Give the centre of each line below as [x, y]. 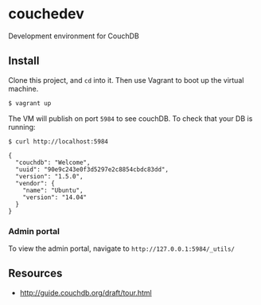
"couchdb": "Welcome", [53, 162]
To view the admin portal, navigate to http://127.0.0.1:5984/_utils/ [121, 248]
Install [24, 61]
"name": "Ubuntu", [53, 190]
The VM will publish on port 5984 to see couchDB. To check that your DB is [130, 118]
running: [22, 127]
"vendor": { [35, 183]
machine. [23, 88]
